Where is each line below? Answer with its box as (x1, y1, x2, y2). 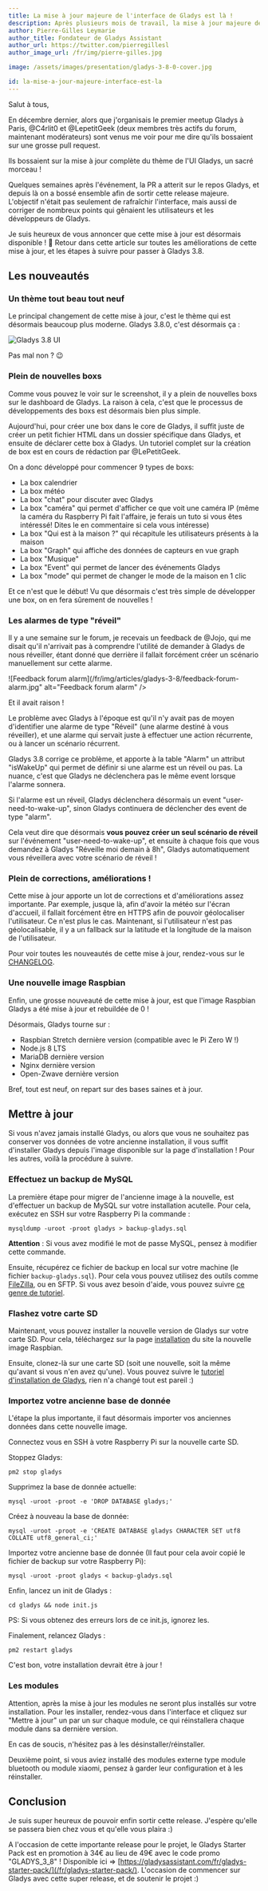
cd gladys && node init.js (8, 1601, 98, 1609)
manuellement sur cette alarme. (8, 659, 113, 668)
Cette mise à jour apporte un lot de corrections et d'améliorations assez (8, 891, 245, 900)
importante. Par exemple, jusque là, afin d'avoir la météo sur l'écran (8, 900, 231, 909)
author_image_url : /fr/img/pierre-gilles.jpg (8, 49, 162, 57)
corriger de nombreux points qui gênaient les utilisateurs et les (8, 205, 214, 215)
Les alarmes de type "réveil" (8, 615, 121, 626)
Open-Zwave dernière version (19, 1069, 120, 1078)
